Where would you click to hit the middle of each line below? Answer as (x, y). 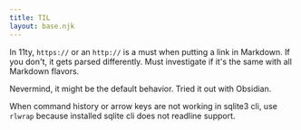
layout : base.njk (42, 26)
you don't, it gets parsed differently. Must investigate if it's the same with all (151, 61)
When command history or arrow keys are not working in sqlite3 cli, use (144, 106)
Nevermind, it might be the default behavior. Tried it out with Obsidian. (141, 88)
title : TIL (30, 18)
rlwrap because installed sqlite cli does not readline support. (122, 116)
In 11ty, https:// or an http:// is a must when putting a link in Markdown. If (150, 51)
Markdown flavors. (44, 71)
